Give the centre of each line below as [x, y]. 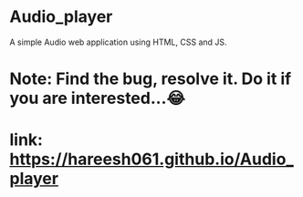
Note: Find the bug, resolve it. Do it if [151, 79]
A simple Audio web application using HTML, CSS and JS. [118, 42]
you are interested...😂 [97, 98]
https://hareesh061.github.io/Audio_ [151, 159]
